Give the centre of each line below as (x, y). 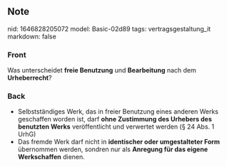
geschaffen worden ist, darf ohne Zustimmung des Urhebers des (115, 119)
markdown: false (32, 36)
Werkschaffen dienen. (51, 157)
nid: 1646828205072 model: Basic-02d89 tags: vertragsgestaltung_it (109, 28)
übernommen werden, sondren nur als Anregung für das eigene (113, 149)
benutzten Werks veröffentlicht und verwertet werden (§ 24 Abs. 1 (116, 126)
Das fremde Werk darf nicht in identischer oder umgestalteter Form (118, 142)
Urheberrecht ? (30, 78)
